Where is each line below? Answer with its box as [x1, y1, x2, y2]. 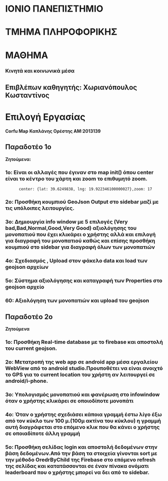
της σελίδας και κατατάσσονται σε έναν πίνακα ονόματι [5, 462, 149, 469]
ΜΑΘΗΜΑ [5, 49, 48, 61]
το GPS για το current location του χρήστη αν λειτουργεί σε [5, 371, 155, 378]
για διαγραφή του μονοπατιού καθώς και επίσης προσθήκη [5, 237, 155, 244]
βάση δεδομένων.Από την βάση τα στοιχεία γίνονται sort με [5, 450, 157, 457]
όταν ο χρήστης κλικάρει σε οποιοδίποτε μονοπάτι [5, 397, 134, 405]
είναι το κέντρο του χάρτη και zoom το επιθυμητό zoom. [5, 175, 148, 182]
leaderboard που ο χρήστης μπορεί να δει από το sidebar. [5, 469, 150, 476]
